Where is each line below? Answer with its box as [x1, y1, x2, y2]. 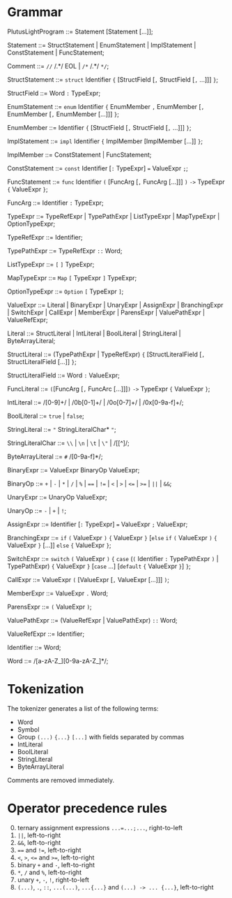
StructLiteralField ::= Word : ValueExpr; [7, 371, 121, 379]
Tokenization [7, 681, 84, 697]
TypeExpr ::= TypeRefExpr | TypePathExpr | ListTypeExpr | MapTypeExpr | [7, 212, 220, 220]
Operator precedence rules [7, 801, 167, 816]
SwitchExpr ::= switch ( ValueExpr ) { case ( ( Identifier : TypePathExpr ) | [7, 554, 219, 563]
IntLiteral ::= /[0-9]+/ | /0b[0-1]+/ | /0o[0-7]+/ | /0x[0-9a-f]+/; [7, 398, 184, 406]
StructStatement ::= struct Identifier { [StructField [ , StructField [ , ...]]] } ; [7, 75, 219, 84]
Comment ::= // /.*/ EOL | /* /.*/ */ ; [7, 61, 109, 70]
